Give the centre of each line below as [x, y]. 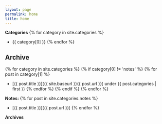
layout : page [18, 10]
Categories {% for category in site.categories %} [54, 33]
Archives [14, 117]
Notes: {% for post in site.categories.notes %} [52, 99]
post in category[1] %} [27, 74]
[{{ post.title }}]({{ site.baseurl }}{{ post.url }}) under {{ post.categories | [84, 84]
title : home [17, 19]
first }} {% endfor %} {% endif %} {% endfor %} [60, 89]
